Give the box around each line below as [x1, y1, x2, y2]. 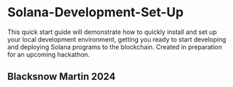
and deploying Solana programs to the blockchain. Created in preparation [7, 42, 222, 51]
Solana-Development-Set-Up [7, 4, 184, 21]
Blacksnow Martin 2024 [7, 71, 116, 83]
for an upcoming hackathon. [7, 50, 90, 59]
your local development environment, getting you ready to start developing [7, 35, 227, 43]
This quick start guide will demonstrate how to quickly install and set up [7, 28, 217, 36]
